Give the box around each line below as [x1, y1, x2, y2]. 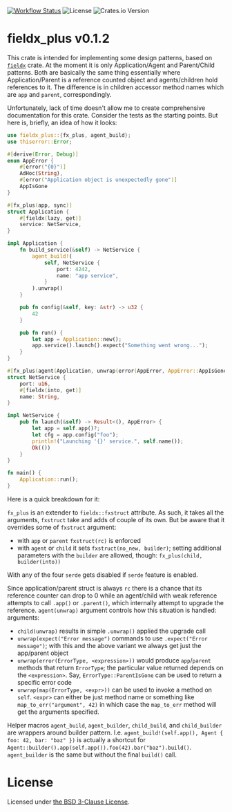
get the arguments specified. [17, 708, 100, 716]
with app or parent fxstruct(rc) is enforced [17, 536, 142, 544]
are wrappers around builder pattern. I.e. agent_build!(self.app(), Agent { [7, 728, 223, 737]
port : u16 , [19, 380, 51, 387]
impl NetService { [7, 412, 60, 419]
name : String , [19, 393, 60, 400]
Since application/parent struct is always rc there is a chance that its [7, 584, 202, 592]
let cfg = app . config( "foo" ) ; [32, 431, 119, 439]
